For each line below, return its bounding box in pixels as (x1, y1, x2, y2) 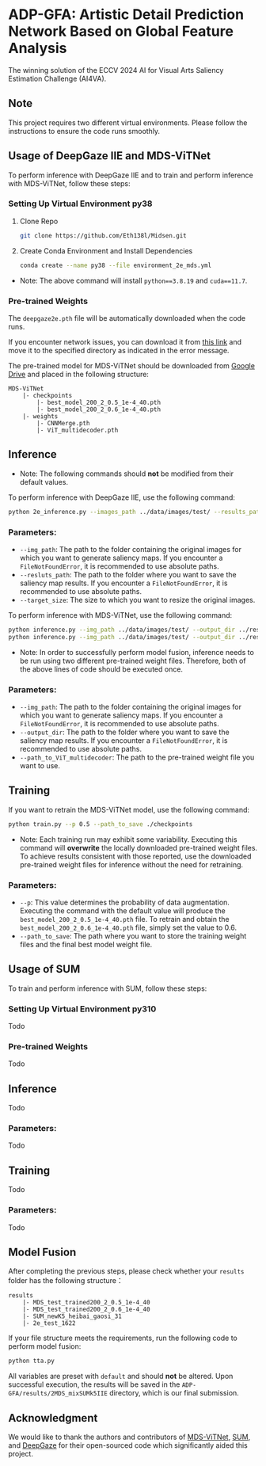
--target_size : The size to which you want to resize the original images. (19, 595, 256, 604)
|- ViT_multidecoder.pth (36, 426, 119, 434)
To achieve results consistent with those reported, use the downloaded (19, 851, 252, 861)
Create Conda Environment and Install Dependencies (19, 246, 193, 255)
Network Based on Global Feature (8, 22, 234, 40)
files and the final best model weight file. (19, 939, 153, 949)
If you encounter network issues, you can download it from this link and (8, 337, 242, 346)
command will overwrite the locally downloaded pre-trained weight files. (19, 843, 258, 852)
